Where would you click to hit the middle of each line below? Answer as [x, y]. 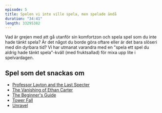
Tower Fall [22, 100]
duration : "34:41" [24, 19]
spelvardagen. [20, 58]
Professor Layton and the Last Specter [51, 85]
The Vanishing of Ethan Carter [42, 90]
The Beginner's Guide [34, 95]
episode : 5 [16, 9]
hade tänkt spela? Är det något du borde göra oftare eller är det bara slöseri [81, 42]
